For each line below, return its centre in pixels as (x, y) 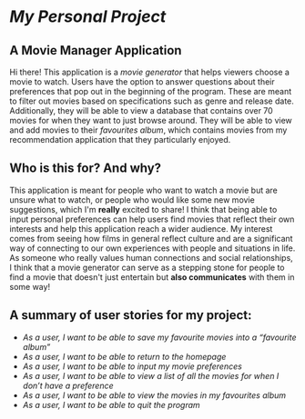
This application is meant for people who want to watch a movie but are (143, 190)
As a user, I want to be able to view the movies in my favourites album (154, 395)
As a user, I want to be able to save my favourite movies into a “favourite (159, 337)
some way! (30, 286)
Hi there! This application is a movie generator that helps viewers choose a (149, 72)
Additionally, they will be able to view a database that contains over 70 (141, 110)
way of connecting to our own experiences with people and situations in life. (152, 248)
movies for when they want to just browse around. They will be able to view (151, 120)
